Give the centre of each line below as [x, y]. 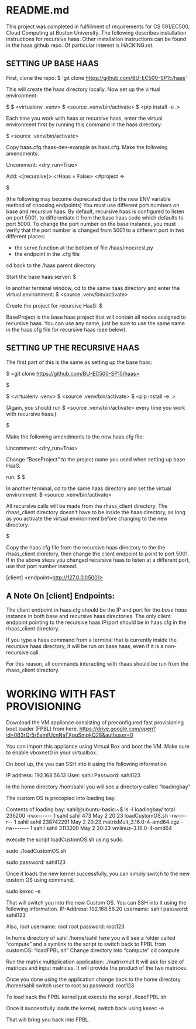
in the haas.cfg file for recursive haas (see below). [66, 329]
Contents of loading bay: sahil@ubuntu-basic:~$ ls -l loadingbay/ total [91, 809]
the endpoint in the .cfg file [47, 254]
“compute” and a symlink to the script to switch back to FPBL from [86, 944]
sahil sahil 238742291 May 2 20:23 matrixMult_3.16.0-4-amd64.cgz [98, 822]
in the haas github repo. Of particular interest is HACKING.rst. [80, 45]
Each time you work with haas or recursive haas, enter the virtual [84, 118]
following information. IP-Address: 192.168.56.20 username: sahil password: [97, 909]
